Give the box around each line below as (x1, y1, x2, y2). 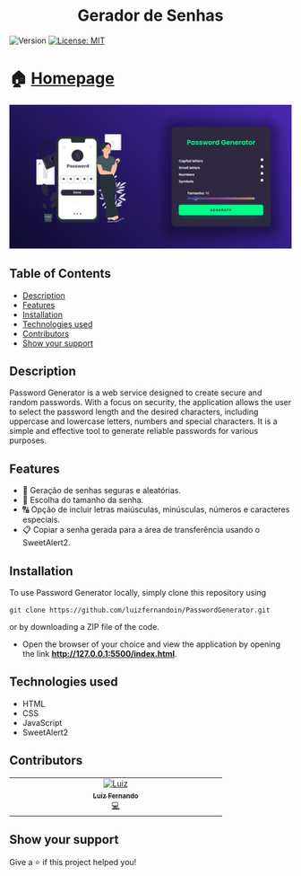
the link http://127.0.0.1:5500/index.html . (21, 649, 177, 659)
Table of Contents (9, 266, 112, 281)
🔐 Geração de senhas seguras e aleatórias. (21, 485, 182, 496)
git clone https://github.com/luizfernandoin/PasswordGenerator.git (9, 606, 271, 615)
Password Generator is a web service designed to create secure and (9, 387, 262, 398)
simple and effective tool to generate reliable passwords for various (9, 426, 259, 437)
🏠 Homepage (9, 68, 115, 89)
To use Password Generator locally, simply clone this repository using (9, 588, 267, 598)
